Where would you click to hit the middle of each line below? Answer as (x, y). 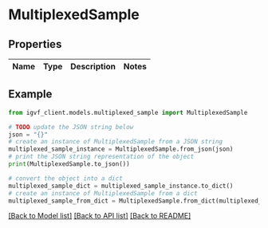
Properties (35, 44)
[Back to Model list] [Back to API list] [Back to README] (100, 216)
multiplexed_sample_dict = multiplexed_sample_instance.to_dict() (121, 186)
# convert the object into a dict (66, 178)
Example (30, 94)
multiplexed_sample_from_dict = (62, 201)
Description (93, 67)
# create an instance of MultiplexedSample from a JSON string (116, 142)
